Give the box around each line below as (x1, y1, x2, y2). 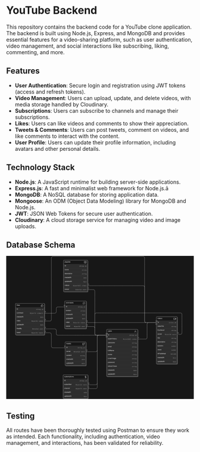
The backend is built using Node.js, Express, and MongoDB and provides (6, 29, 186, 36)
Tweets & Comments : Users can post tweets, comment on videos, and (14, 126, 189, 133)
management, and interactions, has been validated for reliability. (6, 439, 164, 447)
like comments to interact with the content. (14, 132, 120, 140)
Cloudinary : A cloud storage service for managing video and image (14, 216, 181, 224)
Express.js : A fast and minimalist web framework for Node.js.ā (14, 184, 168, 191)
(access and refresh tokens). (14, 88, 86, 95)
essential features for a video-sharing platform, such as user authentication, (6, 36, 193, 43)
